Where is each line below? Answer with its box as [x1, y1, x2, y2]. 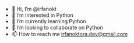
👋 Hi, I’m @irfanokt [11, 6, 57, 12]
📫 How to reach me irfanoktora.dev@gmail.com [11, 31, 128, 37]
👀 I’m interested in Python [11, 12, 74, 19]
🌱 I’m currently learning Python [11, 18, 86, 24]
